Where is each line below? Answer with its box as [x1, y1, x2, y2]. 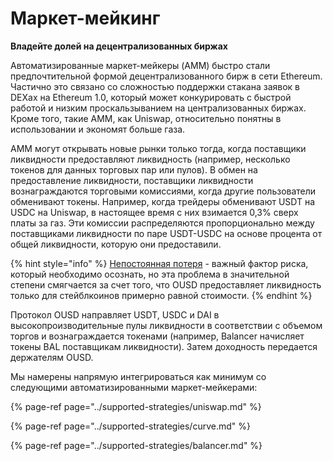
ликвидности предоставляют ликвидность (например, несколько [10, 153, 291, 165]
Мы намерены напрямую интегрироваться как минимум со [10, 370, 267, 382]
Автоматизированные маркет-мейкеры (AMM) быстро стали [10, 59, 271, 71]
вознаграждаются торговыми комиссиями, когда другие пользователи [10, 185, 317, 197]
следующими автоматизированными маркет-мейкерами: [10, 381, 258, 393]
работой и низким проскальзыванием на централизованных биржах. [10, 102, 307, 114]
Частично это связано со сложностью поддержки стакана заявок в [10, 80, 300, 92]
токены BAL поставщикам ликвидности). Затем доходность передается [10, 340, 318, 352]
